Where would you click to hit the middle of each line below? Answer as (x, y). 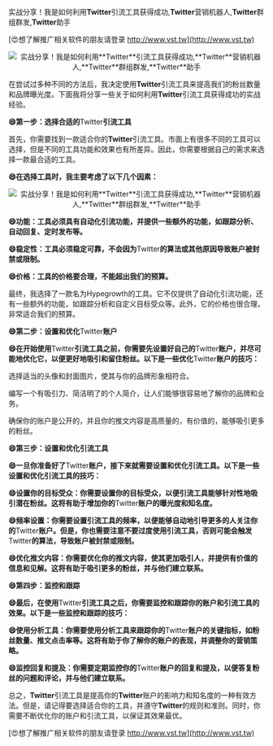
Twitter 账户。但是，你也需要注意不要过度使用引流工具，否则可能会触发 (134, 530)
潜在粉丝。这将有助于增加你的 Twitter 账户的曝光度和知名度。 (116, 503)
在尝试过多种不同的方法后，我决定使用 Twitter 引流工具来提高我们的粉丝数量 (135, 84)
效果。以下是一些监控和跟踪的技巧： (69, 613)
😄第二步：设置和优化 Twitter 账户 (63, 331)
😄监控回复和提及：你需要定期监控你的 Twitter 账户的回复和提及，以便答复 (131, 668)
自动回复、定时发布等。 (48, 231)
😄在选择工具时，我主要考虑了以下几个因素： (83, 177)
